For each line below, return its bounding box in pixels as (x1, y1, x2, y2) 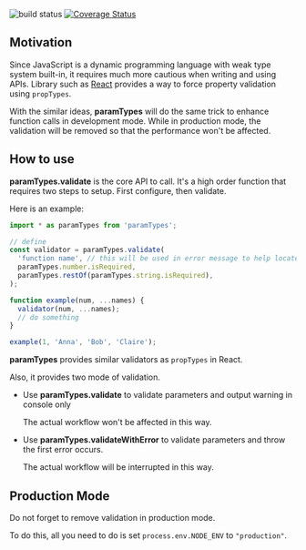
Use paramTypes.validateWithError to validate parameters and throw (22, 434, 286, 445)
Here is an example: (9, 203, 85, 214)
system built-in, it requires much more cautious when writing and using (9, 68, 277, 79)
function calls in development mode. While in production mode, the (9, 115, 261, 127)
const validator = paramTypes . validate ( (9, 246, 166, 255)
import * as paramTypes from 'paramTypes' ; (9, 220, 178, 229)
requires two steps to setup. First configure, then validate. (9, 185, 227, 196)
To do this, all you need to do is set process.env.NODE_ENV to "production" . (9, 529, 288, 541)
